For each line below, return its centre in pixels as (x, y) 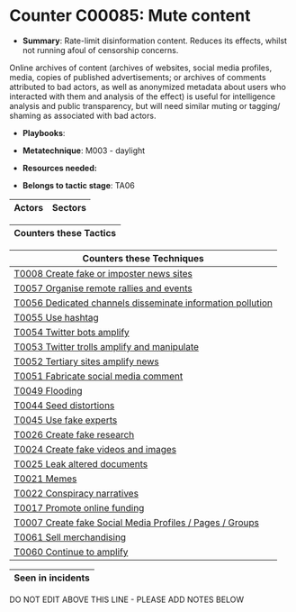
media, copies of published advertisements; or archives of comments (138, 77)
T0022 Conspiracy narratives (76, 493)
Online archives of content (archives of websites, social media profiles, (141, 68)
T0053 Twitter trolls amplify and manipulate (107, 346)
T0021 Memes (45, 479)
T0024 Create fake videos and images (95, 449)
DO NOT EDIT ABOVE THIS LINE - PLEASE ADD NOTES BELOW (127, 599)
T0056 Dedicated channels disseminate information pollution (143, 303)
